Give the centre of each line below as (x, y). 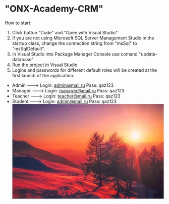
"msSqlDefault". (29, 48)
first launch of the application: (43, 75)
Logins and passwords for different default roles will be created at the (84, 70)
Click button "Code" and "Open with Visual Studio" (65, 32)
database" (23, 59)
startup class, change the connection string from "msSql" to (74, 43)
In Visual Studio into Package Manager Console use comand (75, 54)
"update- (148, 54)
